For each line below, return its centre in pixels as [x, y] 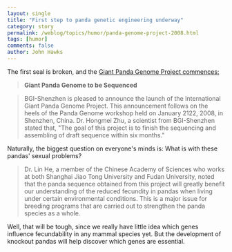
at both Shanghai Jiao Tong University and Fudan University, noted [119, 176]
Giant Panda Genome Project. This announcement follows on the [116, 106]
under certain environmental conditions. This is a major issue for [116, 198]
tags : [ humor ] [28, 39]
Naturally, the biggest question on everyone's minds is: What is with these [113, 148]
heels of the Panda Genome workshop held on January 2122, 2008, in [123, 113]
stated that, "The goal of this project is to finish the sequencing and [120, 128]
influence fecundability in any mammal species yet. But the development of [114, 234]
